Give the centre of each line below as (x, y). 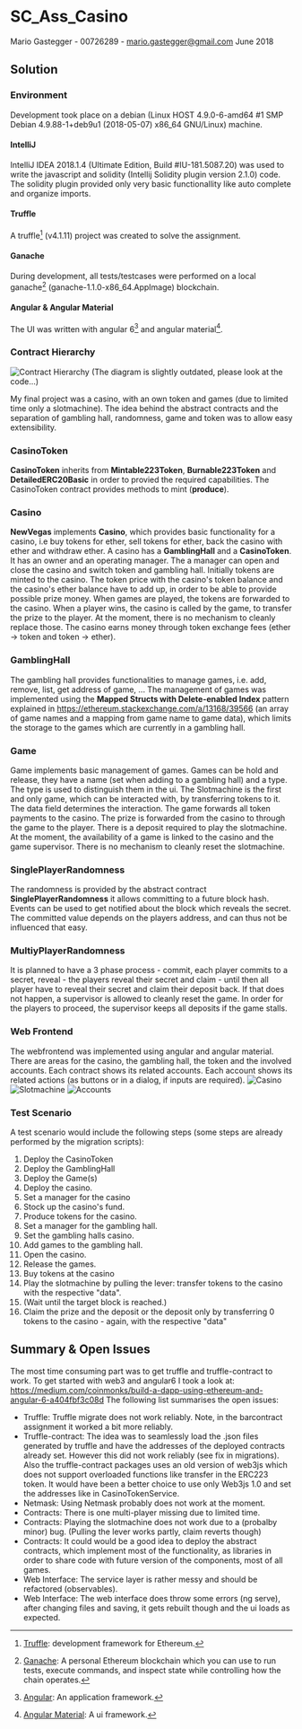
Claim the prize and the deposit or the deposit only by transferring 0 (149, 1312)
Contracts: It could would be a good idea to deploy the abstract (140, 1540)
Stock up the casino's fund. (74, 1207)
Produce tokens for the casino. (80, 1216)
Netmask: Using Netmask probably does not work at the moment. (144, 1503)
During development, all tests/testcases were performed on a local (133, 276)
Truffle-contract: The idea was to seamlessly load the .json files (141, 1436)
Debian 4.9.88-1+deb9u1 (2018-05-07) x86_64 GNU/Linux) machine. (137, 124)
